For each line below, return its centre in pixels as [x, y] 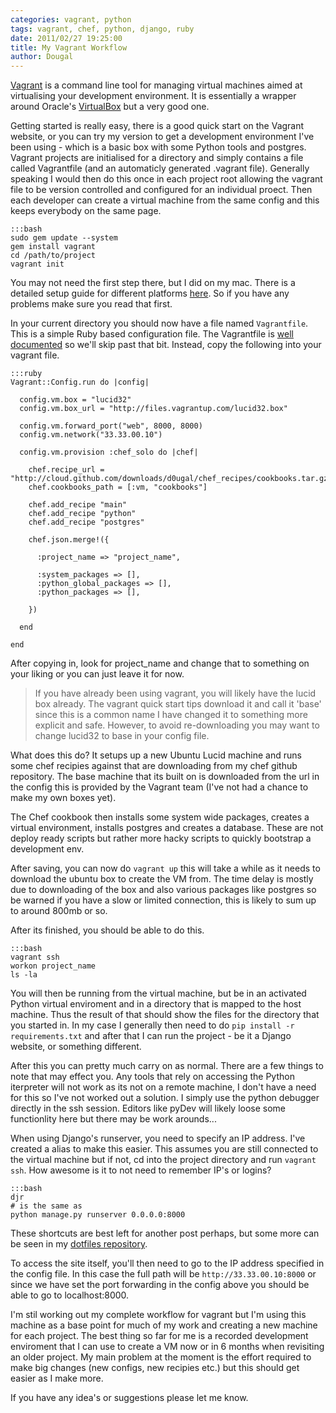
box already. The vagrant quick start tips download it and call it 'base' [178, 704]
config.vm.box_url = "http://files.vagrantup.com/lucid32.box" [153, 409]
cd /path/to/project [53, 256]
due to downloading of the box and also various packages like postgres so [163, 890]
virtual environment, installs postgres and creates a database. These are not [167, 828]
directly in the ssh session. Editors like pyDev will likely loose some [148, 1108]
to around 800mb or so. [59, 911]
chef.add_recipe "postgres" [86, 522]
